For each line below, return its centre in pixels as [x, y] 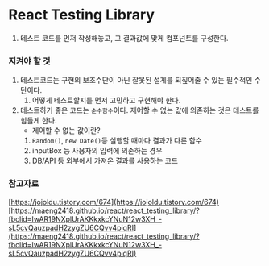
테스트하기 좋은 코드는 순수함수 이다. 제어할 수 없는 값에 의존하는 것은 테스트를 [139, 110]
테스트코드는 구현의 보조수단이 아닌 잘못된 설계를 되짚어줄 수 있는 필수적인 [136, 80]
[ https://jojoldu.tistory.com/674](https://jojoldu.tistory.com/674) [114, 202]
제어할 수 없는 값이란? [66, 131]
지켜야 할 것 [29, 60]
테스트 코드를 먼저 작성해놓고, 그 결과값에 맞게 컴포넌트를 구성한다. [124, 38]
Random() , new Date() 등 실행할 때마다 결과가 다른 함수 [117, 141]
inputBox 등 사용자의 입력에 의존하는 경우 [97, 151]
